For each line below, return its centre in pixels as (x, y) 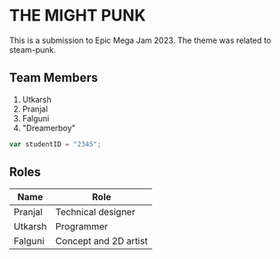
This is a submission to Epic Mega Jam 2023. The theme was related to (140, 40)
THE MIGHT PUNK (78, 16)
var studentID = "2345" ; (55, 144)
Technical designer (95, 213)
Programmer (82, 227)
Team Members (54, 78)
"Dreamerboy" (49, 128)
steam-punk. (33, 49)
